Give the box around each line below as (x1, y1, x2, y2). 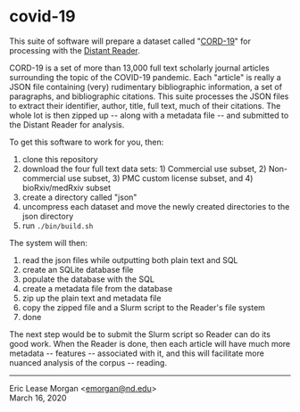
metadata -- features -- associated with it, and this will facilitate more (9, 348, 265, 358)
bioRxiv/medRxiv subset (21, 182, 112, 193)
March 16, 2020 (9, 392, 67, 403)
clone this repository (21, 153, 98, 164)
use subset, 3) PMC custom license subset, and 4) (67, 172, 254, 184)
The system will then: (9, 237, 87, 248)
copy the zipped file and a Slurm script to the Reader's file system (21, 301, 266, 313)
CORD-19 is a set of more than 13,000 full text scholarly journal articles (9, 62, 271, 73)
